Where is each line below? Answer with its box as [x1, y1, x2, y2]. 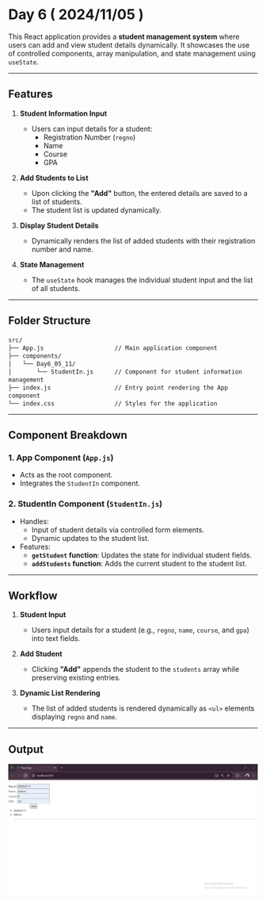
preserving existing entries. [31, 673, 121, 683]
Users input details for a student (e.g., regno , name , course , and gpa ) [31, 625, 249, 635]
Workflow [8, 589, 58, 602]
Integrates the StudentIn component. [19, 478, 141, 489]
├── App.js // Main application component [8, 343, 218, 352]
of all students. [31, 283, 81, 293]
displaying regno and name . [31, 712, 117, 722]
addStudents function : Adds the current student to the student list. [31, 558, 247, 568]
